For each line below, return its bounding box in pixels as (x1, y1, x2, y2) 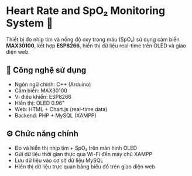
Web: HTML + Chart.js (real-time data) (14, 105, 108, 112)
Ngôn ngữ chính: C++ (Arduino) (14, 81, 91, 88)
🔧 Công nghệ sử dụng (6, 65, 87, 75)
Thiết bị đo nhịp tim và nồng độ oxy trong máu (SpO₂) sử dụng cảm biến (6, 36, 180, 43)
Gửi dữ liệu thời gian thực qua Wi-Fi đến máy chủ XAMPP (14, 150, 153, 157)
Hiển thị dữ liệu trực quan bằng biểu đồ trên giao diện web (14, 163, 155, 170)
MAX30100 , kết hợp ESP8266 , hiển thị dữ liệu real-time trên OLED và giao (6, 42, 186, 49)
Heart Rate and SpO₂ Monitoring (6, 4, 166, 18)
